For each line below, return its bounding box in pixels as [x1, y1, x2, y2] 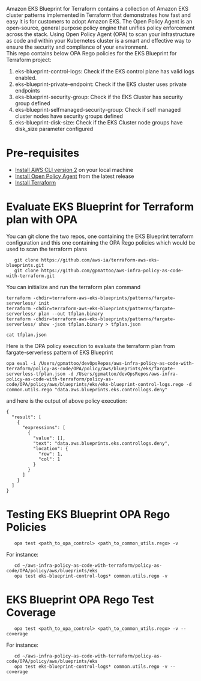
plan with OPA [6, 213, 78, 227]
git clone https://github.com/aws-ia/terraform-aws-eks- [14, 257, 160, 263]
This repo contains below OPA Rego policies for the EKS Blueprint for [6, 50, 177, 56]
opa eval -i [6, 360, 36, 366]
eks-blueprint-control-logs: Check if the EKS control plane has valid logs [14, 68, 195, 75]
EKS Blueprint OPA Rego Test [6, 593, 154, 606]
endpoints [14, 87, 40, 94]
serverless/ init [6, 300, 50, 306]
